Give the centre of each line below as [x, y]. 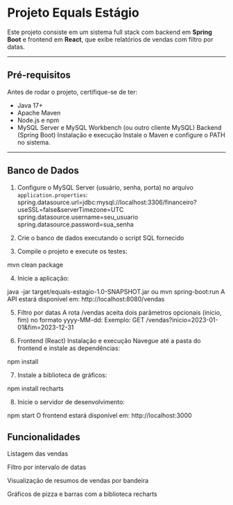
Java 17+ [30, 105]
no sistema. [34, 142]
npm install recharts [35, 388]
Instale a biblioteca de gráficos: [62, 375]
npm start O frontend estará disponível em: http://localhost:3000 [100, 415]
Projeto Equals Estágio [74, 13]
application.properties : [52, 194]
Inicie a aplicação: [43, 278]
